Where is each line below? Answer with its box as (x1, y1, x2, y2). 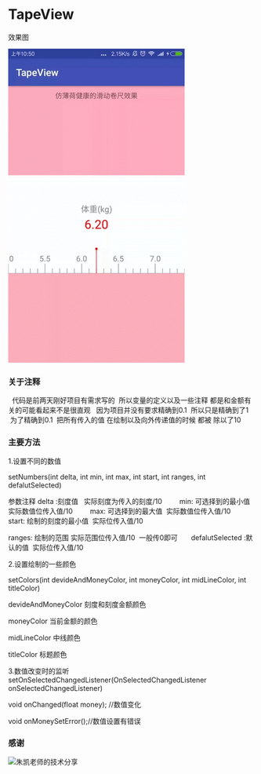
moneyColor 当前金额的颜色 (8, 616, 98, 626)
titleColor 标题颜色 (8, 649, 67, 659)
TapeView (8, 5, 74, 24)
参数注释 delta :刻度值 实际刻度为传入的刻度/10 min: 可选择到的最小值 (8, 496, 251, 506)
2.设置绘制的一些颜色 (8, 559, 77, 568)
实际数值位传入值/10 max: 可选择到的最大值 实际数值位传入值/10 (8, 506, 231, 516)
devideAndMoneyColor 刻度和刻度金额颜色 (8, 599, 147, 609)
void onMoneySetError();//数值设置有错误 (8, 716, 141, 725)
